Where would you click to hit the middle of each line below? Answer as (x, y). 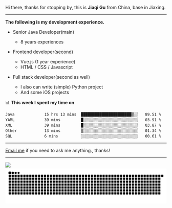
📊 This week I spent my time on (40, 102)
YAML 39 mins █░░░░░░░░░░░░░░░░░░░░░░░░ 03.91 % (83, 120)
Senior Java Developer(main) (43, 32)
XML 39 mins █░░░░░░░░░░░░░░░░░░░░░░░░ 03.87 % (83, 125)
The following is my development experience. (55, 22)
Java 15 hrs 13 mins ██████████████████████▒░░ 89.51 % (83, 114)
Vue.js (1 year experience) (48, 62)
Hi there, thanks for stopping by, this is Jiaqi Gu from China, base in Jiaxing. (85, 7)
